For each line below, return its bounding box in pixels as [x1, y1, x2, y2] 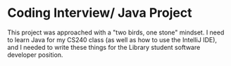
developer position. [7, 51, 63, 59]
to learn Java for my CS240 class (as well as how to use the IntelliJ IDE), [7, 35, 217, 44]
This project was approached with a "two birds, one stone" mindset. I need [7, 28, 225, 37]
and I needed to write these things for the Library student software [7, 43, 201, 51]
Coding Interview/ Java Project [7, 5, 192, 21]
